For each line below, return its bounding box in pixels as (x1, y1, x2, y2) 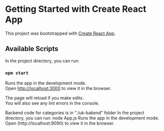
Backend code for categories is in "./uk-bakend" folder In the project (5, 110, 145, 116)
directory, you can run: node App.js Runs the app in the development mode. (5, 115, 160, 121)
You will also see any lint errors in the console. (5, 100, 100, 106)
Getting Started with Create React (5, 3, 147, 15)
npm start (5, 70, 29, 76)
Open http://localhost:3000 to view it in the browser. (5, 86, 112, 91)
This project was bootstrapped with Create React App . (5, 30, 116, 36)
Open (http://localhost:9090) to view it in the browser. (5, 120, 115, 127)
